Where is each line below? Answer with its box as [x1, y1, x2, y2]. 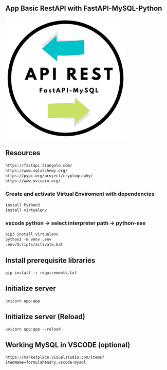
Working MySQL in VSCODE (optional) [5, 341, 131, 349]
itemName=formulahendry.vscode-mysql [5, 360, 86, 365]
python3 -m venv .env [5, 237, 52, 242]
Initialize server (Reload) [5, 312, 86, 321]
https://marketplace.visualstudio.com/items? [5, 355, 104, 360]
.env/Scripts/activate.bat [5, 242, 63, 247]
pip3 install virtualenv [5, 232, 59, 237]
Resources [5, 149, 41, 157]
